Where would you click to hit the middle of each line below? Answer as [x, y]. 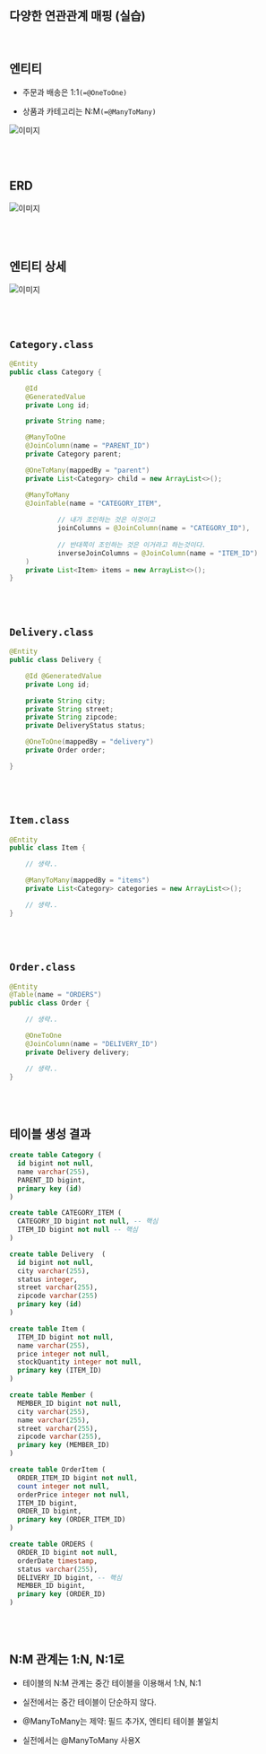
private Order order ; [65, 750]
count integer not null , [64, 1486]
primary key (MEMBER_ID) [64, 1445]
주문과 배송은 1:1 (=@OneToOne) [75, 92]
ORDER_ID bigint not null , [68, 1552]
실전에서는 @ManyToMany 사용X [81, 1740]
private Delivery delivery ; [77, 1052]
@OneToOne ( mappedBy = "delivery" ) [90, 742]
